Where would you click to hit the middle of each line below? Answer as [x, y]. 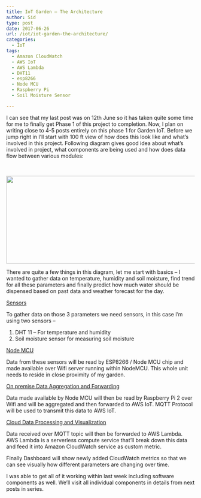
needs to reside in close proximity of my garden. [66, 375]
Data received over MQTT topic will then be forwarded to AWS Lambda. [95, 434]
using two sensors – [31, 321]
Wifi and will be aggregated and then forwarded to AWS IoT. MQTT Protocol [100, 404]
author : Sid [21, 17]
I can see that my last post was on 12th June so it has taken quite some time [100, 117]
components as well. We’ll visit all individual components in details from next [100, 482]
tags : [13, 51]
